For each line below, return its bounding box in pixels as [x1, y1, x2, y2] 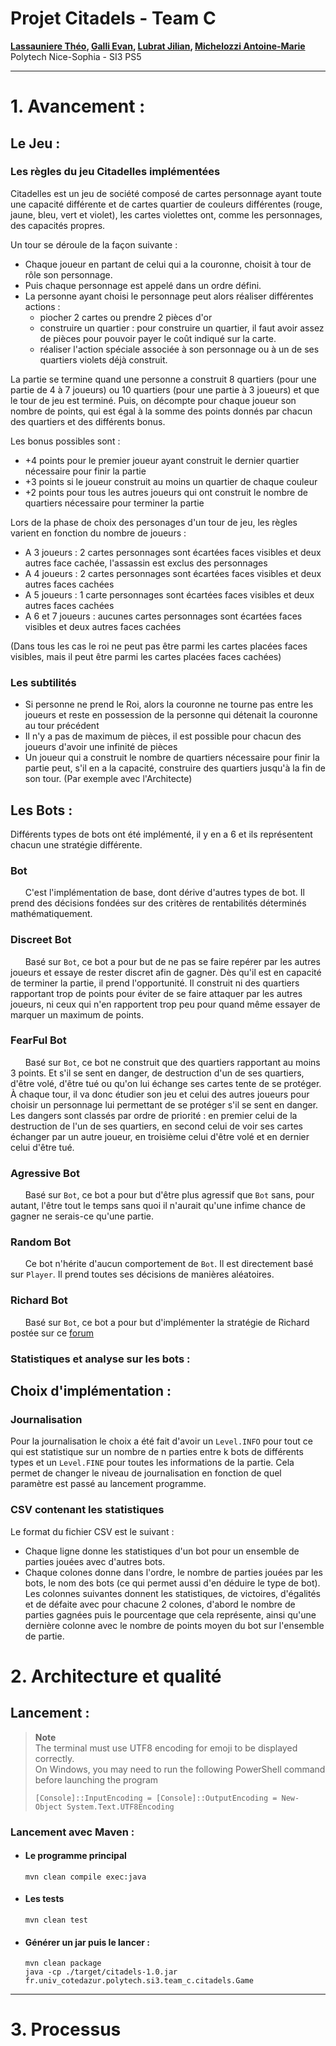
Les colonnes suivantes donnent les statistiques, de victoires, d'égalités [24, 1587, 321, 1599]
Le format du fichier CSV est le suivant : [10, 1525, 175, 1537]
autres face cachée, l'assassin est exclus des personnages [24, 557, 268, 569]
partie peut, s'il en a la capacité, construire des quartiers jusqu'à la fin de [24, 762, 327, 774]
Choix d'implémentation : [10, 1383, 172, 1400]
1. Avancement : [10, 95, 146, 118]
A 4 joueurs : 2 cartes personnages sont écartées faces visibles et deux [24, 567, 322, 579]
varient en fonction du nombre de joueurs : [10, 527, 187, 539]
